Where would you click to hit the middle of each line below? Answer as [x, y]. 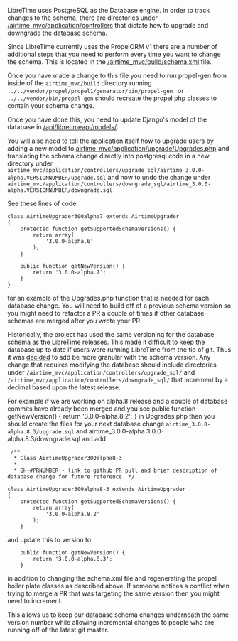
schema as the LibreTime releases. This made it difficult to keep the [106, 342]
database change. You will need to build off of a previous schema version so [119, 306]
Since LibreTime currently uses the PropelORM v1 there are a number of [113, 47]
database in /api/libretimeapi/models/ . [63, 127]
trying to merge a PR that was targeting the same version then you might [114, 593]
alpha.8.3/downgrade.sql [44, 439]
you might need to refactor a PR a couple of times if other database [106, 313]
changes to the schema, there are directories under [83, 18]
